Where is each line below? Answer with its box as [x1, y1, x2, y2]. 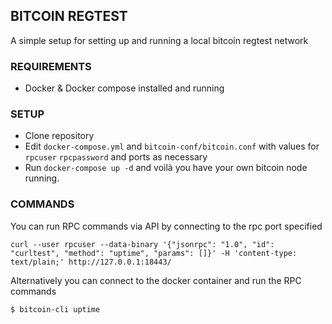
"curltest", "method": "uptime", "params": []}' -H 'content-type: [10, 248, 298, 258]
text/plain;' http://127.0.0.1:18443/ [10, 257, 172, 267]
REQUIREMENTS [10, 59, 92, 73]
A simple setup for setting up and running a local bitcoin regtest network [10, 34, 309, 46]
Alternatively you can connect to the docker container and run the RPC [10, 274, 302, 286]
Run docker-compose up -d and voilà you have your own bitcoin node [24, 162, 308, 174]
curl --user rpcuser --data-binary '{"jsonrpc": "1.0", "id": [10, 239, 275, 249]
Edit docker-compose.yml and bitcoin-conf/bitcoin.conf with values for [24, 140, 320, 153]
